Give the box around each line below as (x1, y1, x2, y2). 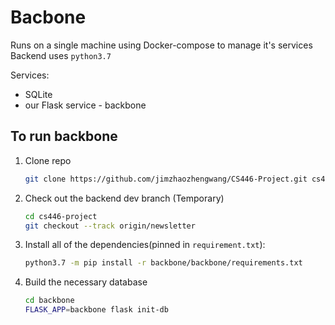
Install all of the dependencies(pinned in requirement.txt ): (24, 239, 266, 251)
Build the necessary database (24, 276, 148, 288)
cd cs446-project (24, 211, 98, 221)
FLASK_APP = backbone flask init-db (24, 305, 169, 315)
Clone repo (24, 154, 72, 166)
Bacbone (10, 6, 87, 29)
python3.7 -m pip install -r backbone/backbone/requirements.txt (24, 258, 303, 268)
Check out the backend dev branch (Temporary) (24, 192, 225, 204)
